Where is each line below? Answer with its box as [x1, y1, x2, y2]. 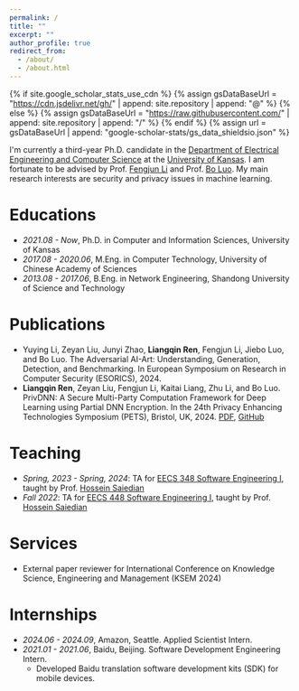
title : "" [9, 22, 47, 31]
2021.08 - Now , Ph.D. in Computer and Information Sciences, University [22, 234, 290, 245]
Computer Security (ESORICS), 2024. [22, 372, 162, 384]
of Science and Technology [22, 282, 126, 294]
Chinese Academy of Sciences [22, 263, 137, 274]
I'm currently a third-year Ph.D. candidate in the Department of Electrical [9, 144, 280, 154]
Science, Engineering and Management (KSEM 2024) [22, 573, 222, 584]
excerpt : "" [9, 30, 54, 39]
